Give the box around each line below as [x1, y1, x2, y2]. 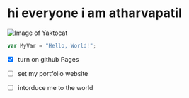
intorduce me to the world [17, 83, 93, 92]
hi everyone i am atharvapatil [7, 5, 183, 21]
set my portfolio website [17, 69, 88, 77]
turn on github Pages [17, 55, 79, 63]
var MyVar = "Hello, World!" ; [7, 42, 97, 49]
